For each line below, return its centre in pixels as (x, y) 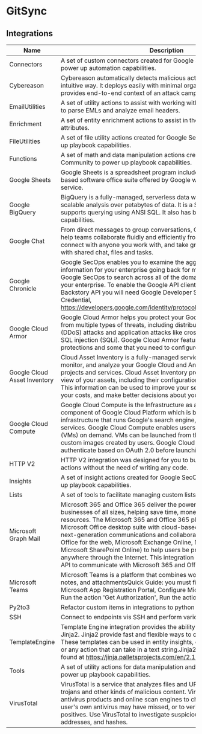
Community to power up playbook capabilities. (127, 163)
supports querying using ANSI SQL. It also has (126, 212)
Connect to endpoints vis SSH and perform (121, 617)
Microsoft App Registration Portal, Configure (124, 590)
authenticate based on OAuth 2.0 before (118, 450)
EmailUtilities (28, 107)
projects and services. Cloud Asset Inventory (124, 372)
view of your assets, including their (110, 380)
